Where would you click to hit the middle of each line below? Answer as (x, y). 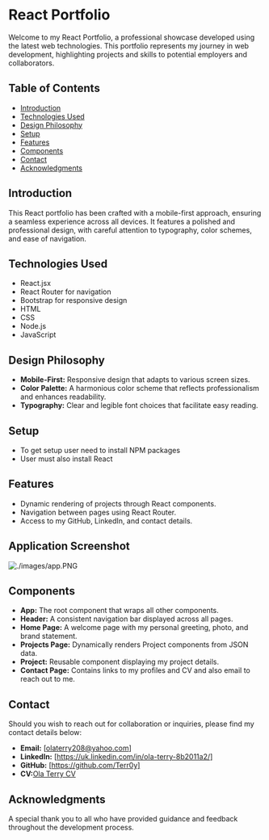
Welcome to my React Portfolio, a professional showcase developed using (132, 37)
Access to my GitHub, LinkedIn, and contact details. (106, 521)
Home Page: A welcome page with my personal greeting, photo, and (134, 628)
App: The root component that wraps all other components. (120, 611)
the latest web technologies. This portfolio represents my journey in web (128, 45)
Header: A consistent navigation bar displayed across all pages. (126, 619)
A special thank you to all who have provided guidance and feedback (123, 819)
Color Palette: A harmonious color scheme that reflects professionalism (140, 388)
